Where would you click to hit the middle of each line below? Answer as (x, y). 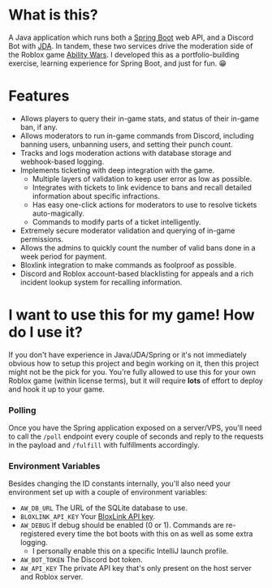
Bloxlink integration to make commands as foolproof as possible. (128, 264)
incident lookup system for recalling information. (101, 282)
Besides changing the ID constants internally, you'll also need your (120, 483)
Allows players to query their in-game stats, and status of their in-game (140, 118)
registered (37, 534)
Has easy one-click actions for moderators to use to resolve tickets (145, 204)
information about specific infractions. (96, 195)
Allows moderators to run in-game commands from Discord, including (137, 135)
